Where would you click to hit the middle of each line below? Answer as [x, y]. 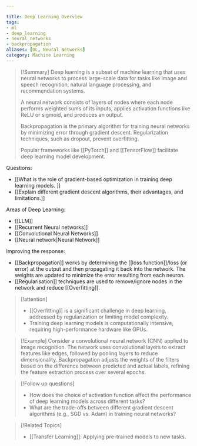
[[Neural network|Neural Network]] [57, 240]
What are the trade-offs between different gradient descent [101, 407]
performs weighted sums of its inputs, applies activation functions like [105, 108]
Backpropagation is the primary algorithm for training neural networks [105, 126]
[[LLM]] [24, 221]
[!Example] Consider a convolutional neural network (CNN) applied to [104, 340]
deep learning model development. [63, 156]
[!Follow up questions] [47, 383]
